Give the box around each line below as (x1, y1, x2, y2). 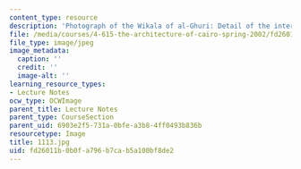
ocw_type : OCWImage (9, 96, 82, 106)
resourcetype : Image (9, 130, 87, 139)
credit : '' (17, 63, 58, 72)
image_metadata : (9, 46, 70, 55)
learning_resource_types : (9, 80, 106, 89)
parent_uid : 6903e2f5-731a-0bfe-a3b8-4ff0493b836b (9, 122, 202, 131)
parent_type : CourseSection (9, 113, 115, 122)
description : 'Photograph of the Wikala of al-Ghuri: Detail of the (9, 21, 271, 30)
